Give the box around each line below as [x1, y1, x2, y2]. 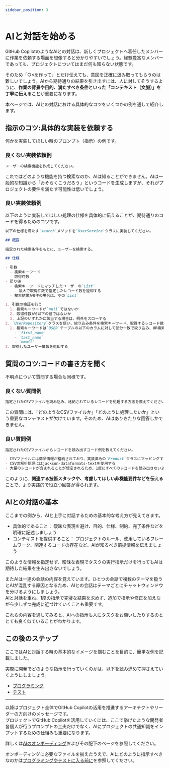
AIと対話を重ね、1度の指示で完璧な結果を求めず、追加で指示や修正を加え [5, 595, 157, 601]
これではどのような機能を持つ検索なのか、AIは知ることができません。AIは [5, 173, 159, 179]
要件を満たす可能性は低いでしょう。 [31, 186, 107, 192]
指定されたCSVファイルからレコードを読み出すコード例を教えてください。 [5, 447, 135, 453]
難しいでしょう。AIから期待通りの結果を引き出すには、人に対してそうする [5, 78, 159, 84]
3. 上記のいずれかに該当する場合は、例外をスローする [10, 316, 107, 322]
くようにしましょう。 [5, 672, 49, 678]
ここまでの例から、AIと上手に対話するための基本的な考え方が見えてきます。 [5, 512, 163, 518]
